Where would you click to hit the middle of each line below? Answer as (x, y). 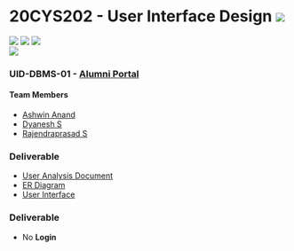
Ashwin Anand (48, 115)
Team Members (39, 95)
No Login (39, 237)
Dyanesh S (42, 124)
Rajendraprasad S (55, 134)
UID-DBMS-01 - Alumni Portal (74, 74)
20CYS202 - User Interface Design (141, 16)
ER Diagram (44, 185)
